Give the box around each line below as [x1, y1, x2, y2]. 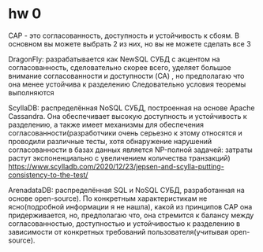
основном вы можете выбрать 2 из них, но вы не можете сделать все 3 [8, 39, 251, 48]
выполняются [8, 87, 54, 97]
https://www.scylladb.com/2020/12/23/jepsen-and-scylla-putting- [8, 161, 225, 171]
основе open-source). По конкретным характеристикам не [8, 194, 208, 203]
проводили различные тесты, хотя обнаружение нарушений [8, 136, 212, 146]
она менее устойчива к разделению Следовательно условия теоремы [8, 80, 246, 89]
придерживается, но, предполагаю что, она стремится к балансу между [8, 210, 254, 220]
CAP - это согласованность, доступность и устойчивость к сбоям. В [8, 31, 239, 40]
